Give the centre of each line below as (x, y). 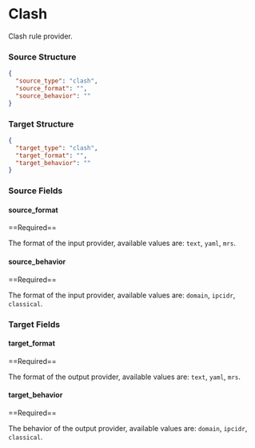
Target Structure (41, 123)
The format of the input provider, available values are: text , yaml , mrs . (122, 243)
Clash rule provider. (41, 36)
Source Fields (36, 191)
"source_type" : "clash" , (57, 81)
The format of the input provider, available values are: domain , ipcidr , (122, 295)
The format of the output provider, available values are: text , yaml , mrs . (125, 377)
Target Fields (34, 324)
